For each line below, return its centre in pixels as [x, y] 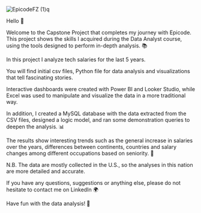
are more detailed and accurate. [46, 171]
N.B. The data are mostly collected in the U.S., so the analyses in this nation [100, 165]
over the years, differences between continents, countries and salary [91, 147]
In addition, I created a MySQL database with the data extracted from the [96, 113]
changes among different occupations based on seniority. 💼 [80, 153]
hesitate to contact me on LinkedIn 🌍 [52, 190]
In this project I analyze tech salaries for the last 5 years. [76, 59]
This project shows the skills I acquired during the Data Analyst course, [94, 39]
